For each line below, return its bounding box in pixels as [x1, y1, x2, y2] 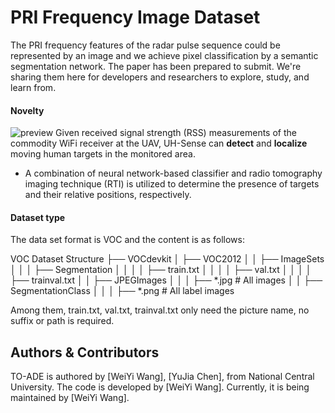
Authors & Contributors [10, 344, 160, 361]
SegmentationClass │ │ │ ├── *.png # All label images [10, 285, 235, 297]
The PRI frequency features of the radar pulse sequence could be [10, 39, 281, 51]
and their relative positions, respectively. [24, 189, 192, 201]
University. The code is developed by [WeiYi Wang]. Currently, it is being [10, 381, 310, 393]
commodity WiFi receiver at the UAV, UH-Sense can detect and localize [10, 137, 308, 150]
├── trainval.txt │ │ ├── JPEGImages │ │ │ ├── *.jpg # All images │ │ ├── [10, 274, 323, 286]
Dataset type [10, 211, 66, 223]
